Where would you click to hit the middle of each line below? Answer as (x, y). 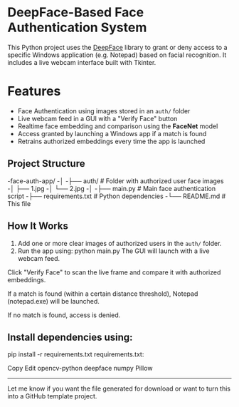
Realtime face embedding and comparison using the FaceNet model (118, 126)
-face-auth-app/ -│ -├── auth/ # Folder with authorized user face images (116, 181)
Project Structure (46, 164)
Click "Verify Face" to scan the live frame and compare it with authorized (114, 272)
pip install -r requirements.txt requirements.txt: (76, 354)
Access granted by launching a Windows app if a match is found (112, 133)
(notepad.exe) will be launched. (53, 301)
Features (34, 92)
